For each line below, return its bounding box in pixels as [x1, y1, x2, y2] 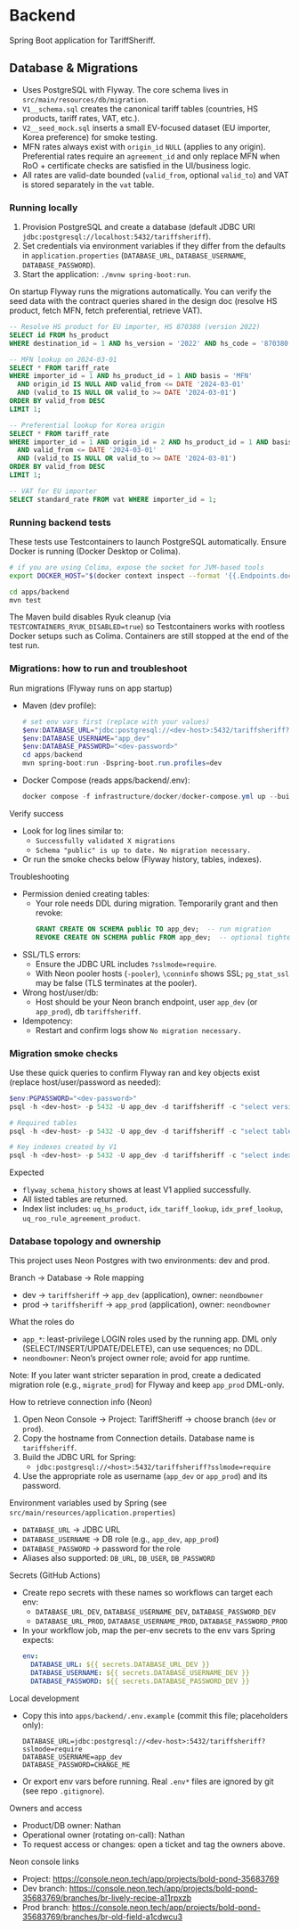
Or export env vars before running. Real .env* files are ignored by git [21, 1776, 274, 1786]
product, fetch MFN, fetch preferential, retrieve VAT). [9, 305, 203, 316]
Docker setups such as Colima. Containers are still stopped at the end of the [9, 630, 289, 642]
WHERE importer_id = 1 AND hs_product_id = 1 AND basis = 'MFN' [9, 372, 253, 381]
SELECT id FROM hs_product [9, 331, 109, 340]
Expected [9, 1167, 44, 1178]
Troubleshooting [9, 871, 69, 882]
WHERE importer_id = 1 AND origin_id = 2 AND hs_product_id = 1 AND [9, 438, 269, 447]
